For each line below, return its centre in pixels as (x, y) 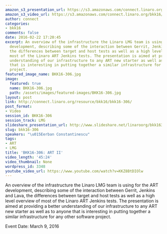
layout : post (19, 97)
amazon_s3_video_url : (28, 14)
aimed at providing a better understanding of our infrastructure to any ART (81, 206)
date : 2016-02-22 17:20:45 (33, 38)
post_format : (19, 107)
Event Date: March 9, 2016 (32, 227)
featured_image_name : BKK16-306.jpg (43, 74)
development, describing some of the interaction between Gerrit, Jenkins (80, 190)
